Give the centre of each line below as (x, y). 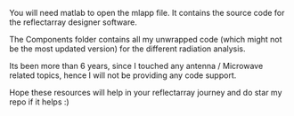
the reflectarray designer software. (73, 22)
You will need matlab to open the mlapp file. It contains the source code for (147, 13)
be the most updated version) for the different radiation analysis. (128, 49)
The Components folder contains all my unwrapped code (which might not (146, 39)
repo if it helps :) (39, 102)
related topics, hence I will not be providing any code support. (123, 75)
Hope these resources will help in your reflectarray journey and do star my (146, 93)
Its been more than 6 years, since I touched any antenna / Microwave (136, 66)
